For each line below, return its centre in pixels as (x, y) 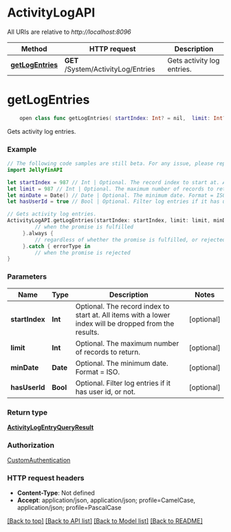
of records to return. (108, 352)
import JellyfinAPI (35, 170)
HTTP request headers (46, 478)
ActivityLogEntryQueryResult (51, 427)
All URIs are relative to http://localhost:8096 (69, 32)
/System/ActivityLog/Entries (110, 69)
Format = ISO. (98, 372)
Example (22, 149)
